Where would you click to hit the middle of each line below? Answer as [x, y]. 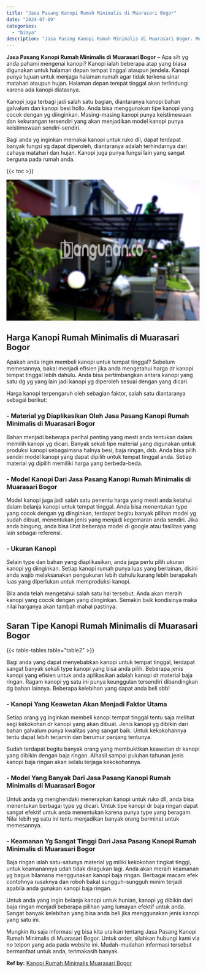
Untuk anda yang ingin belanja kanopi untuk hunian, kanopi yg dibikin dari [100, 901]
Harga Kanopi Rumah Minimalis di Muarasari [93, 338]
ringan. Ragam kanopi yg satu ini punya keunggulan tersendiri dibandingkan [102, 682]
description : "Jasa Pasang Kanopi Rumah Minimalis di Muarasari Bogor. [100, 39]
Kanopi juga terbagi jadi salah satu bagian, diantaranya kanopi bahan [93, 102]
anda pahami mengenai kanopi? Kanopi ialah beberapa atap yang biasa [97, 64]
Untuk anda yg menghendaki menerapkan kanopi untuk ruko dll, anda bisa [100, 799]
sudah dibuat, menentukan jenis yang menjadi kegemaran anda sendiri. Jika [102, 520]
